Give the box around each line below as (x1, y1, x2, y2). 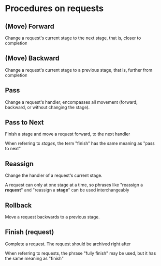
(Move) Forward (5, 22, 55, 31)
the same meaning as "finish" (5, 255, 64, 261)
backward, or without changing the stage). (5, 104, 90, 110)
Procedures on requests (5, 3, 104, 14)
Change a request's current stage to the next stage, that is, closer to (5, 35, 141, 41)
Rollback (5, 201, 32, 209)
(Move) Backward (5, 54, 59, 63)
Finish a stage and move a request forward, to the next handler (5, 131, 131, 137)
